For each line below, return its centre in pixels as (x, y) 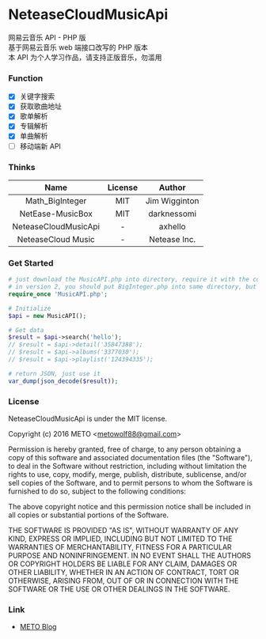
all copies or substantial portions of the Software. (88, 515)
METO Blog (38, 627)
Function (26, 78)
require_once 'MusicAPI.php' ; (58, 294)
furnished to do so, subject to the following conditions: (97, 491)
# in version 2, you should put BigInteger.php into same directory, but (133, 287)
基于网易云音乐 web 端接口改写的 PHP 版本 (78, 47)
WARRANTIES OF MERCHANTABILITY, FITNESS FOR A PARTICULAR (120, 547)
